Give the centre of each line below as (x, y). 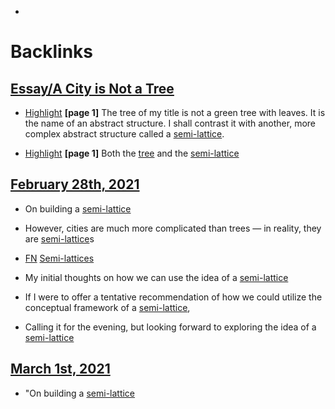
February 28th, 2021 (75, 184)
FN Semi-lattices (59, 258)
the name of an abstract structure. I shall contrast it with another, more (170, 123)
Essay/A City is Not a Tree (92, 88)
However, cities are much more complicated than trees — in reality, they (173, 228)
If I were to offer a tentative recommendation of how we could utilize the (173, 297)
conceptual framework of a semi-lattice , (107, 307)
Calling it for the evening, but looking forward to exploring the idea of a (170, 327)
